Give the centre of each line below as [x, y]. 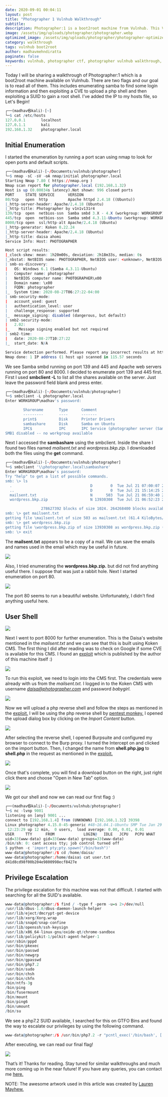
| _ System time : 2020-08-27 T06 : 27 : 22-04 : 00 [52, 292]
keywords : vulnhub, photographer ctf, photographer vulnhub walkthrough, [84, 61]
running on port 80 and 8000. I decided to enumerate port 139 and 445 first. [84, 372]
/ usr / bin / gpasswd [23, 960]
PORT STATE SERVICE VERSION [44, 195]
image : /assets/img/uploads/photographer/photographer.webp [69, 33]
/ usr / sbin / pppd [21, 941]
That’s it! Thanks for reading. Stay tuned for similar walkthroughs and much [83, 1063]
